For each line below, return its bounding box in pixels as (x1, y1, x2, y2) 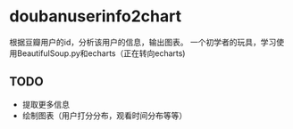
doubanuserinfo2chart (9, 6, 181, 27)
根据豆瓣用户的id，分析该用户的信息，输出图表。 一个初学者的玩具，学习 (9, 36, 277, 47)
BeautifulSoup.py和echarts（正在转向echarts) (16, 47, 186, 59)
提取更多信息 (21, 99, 70, 109)
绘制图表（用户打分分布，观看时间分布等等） (21, 109, 188, 121)
